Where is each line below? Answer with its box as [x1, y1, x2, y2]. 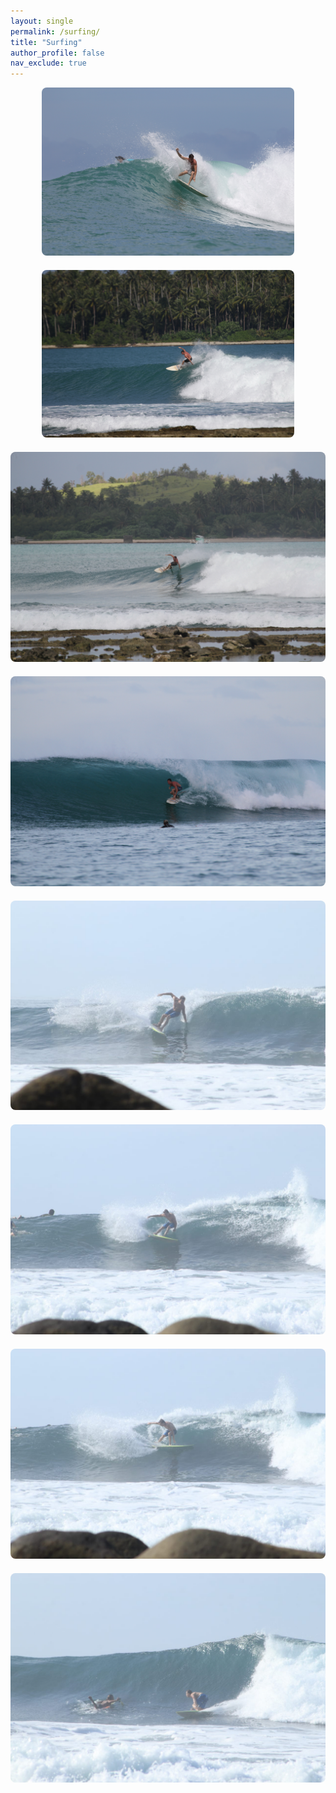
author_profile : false [10, 48, 105, 58]
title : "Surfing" [10, 37, 83, 47]
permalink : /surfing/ [10, 26, 101, 37]
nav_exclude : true [10, 58, 87, 69]
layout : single [10, 16, 74, 26]
